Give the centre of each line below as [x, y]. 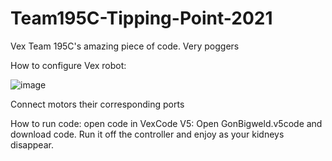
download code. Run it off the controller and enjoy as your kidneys [147, 134]
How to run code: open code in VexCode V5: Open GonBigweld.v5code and [166, 123]
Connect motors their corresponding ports [97, 104]
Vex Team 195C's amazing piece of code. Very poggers [125, 46]
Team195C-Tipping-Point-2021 [141, 18]
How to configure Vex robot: [68, 65]
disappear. [32, 144]
